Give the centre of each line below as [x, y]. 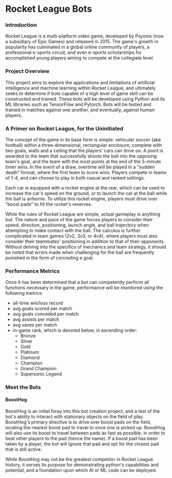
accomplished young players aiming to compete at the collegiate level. [80, 58]
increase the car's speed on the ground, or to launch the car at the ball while [86, 194]
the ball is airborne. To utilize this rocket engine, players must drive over [82, 199]
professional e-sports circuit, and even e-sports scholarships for [74, 52]
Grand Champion [39, 369]
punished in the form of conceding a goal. [50, 258]
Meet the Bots [23, 387]
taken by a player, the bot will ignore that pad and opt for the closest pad [82, 444]
